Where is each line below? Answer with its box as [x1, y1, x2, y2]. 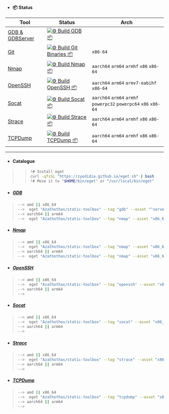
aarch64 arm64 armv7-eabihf [92, 80, 157, 86]
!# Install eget [30, 169, 64, 175]
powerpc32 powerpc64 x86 [92, 101, 149, 107]
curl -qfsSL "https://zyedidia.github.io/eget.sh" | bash [30, 174, 154, 179]
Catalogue [12, 158, 35, 164]
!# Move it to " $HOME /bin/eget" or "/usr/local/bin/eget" [30, 179, 154, 184]
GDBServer [8, 35, 34, 42]
